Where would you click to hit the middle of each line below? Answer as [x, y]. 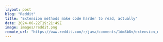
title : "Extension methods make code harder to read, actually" [71, 18]
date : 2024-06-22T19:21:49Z [33, 23]
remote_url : [17, 32]
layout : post [18, 9]
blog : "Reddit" [20, 14]
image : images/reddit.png [31, 28]
